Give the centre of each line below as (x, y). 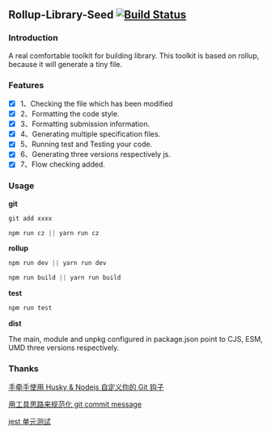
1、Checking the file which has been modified (96, 103)
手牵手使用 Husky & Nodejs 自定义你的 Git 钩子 (86, 387)
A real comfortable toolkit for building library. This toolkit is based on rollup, (134, 55)
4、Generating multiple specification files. (90, 134)
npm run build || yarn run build (65, 278)
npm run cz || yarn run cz (54, 233)
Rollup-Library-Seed (61, 15)
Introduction (33, 38)
